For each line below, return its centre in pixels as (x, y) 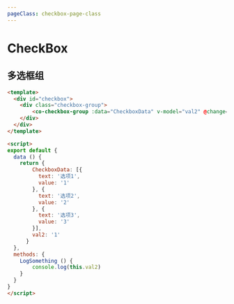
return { (32, 164)
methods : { (29, 254)
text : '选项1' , (59, 176)
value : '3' (54, 222)
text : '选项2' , (59, 196)
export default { (32, 150)
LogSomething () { (46, 261)
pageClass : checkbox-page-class (54, 14)
